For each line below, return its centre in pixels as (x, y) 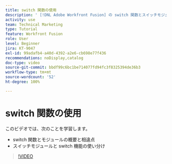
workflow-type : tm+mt (28, 72)
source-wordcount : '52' (31, 77)
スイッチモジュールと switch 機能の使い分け (59, 146)
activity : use (20, 20)
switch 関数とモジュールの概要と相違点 (54, 139)
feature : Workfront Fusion (34, 34)
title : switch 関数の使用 (31, 10)
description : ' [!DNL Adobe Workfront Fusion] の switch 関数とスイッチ (81, 15)
